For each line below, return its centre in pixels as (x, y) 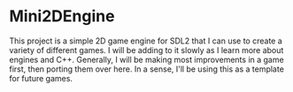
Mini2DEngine (62, 16)
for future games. (41, 78)
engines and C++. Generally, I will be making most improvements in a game (147, 59)
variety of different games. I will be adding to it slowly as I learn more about (146, 50)
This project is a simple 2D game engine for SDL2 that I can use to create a (146, 41)
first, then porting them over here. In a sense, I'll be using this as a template (147, 69)
